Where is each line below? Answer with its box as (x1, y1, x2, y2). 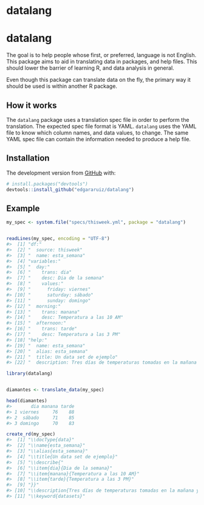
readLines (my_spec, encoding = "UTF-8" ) (6, 236, 110, 242)
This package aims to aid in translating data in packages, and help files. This (6, 58, 197, 65)
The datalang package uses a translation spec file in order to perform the (6, 116, 189, 123)
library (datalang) (6, 370, 53, 376)
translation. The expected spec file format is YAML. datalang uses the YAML (6, 122, 197, 130)
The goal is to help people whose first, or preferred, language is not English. (6, 52, 197, 59)
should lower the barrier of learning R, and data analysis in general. (6, 64, 174, 72)
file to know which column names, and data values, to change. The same (6, 129, 189, 136)
